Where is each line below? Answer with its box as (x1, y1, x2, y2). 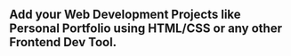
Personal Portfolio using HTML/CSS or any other (9, 21, 283, 36)
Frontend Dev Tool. (9, 35, 117, 50)
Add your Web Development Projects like (9, 7, 242, 22)
